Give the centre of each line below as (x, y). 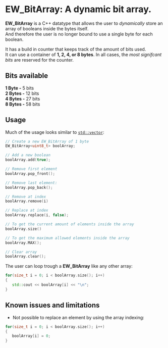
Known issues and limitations (52, 305)
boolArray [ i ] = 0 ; (31, 336)
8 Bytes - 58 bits (23, 104)
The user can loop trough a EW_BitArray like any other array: (69, 266)
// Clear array (21, 252)
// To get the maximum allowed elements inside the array (67, 238)
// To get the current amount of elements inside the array (70, 224)
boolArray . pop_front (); (30, 173)
